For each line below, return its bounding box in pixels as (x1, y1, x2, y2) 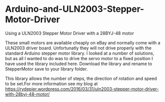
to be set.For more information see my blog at (5, 80, 98, 87)
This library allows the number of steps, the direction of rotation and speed (5, 75, 157, 81)
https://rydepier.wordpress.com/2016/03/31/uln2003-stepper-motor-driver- (5, 86, 159, 92)
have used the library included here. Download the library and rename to (5, 61, 153, 67)
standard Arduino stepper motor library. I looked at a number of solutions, (5, 50, 154, 56)
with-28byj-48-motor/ (5, 91, 50, 97)
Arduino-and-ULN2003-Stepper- (5, 3, 144, 15)
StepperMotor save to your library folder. (5, 66, 88, 72)
